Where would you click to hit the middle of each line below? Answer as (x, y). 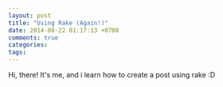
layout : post (30, 15)
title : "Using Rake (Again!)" (59, 23)
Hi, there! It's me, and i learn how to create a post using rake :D (112, 75)
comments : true (33, 38)
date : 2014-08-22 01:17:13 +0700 (64, 30)
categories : (28, 45)
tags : (17, 52)
